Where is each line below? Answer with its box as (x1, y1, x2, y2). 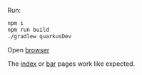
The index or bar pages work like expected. (7, 59, 136, 68)
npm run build (7, 26, 50, 33)
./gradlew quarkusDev (7, 33, 72, 40)
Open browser (7, 45, 50, 54)
